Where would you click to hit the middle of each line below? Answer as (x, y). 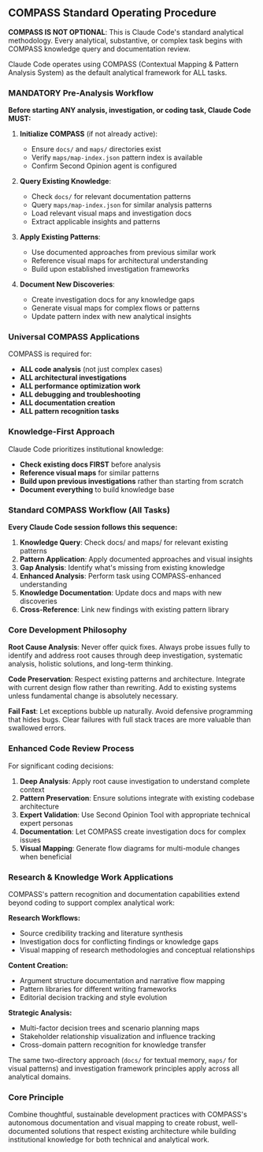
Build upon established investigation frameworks (110, 269)
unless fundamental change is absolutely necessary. (93, 696)
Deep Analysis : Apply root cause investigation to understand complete (135, 781)
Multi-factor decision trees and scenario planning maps (109, 1028)
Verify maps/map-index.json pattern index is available (117, 158)
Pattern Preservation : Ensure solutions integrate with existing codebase (137, 797)
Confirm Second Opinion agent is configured (104, 166)
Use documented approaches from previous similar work (124, 253)
